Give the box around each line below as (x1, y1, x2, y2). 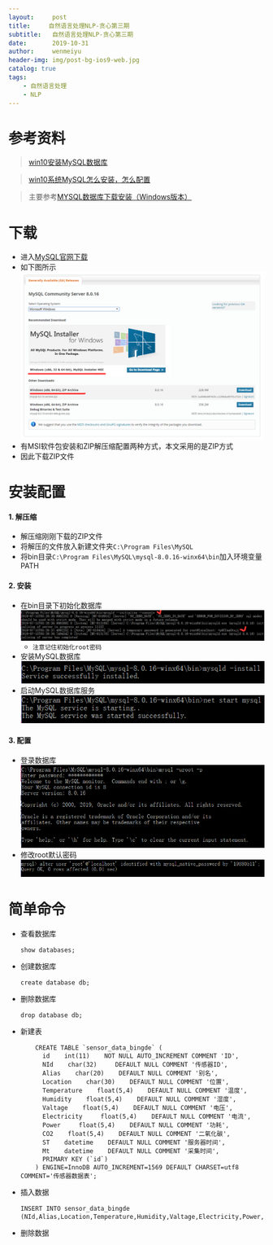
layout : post (8, 13, 67, 21)
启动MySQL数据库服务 (19, 686, 95, 695)
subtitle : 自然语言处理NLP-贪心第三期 (8, 30, 134, 38)
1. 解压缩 (8, 511, 37, 521)
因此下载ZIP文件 (19, 452, 75, 462)
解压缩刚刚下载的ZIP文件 (19, 532, 103, 541)
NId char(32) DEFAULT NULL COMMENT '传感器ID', (41, 1060, 228, 1068)
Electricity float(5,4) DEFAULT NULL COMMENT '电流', (41, 1112, 252, 1120)
